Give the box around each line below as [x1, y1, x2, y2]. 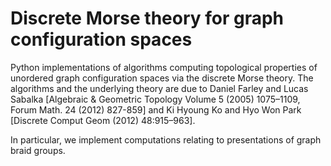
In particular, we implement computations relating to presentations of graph [10, 133, 322, 146]
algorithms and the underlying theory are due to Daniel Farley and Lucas [10, 82, 309, 94]
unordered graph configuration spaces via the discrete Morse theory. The [10, 72, 314, 84]
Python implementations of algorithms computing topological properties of [10, 61, 318, 73]
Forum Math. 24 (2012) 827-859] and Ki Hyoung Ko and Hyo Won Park [10, 103, 302, 116]
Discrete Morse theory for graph [10, 7, 285, 30]
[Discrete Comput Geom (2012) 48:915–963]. [10, 114, 196, 126]
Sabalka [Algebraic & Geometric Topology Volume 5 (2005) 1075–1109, [10, 93, 301, 105]
